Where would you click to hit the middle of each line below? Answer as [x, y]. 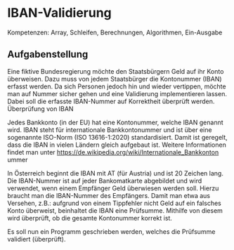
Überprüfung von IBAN [40, 108]
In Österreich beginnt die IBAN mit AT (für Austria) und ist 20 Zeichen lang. [115, 173]
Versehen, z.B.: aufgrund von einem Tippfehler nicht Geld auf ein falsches [114, 203]
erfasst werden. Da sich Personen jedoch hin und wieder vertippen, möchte [117, 86]
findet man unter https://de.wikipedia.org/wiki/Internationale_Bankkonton [113, 152]
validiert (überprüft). [37, 239]
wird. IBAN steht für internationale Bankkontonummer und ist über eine [110, 130]
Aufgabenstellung [48, 54]
